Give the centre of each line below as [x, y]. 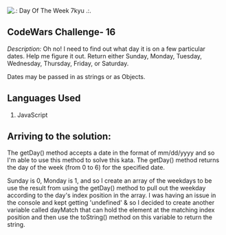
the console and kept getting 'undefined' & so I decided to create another [111, 203]
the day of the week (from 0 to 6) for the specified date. [86, 168]
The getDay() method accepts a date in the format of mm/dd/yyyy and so [111, 153]
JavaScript [32, 115]
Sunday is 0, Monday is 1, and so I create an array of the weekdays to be [110, 181]
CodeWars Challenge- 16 [61, 32]
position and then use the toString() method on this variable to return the [110, 217]
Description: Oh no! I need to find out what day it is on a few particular [106, 49]
